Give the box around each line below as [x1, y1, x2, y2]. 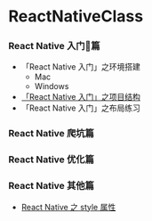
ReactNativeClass [8, 6, 144, 27]
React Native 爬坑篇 [8, 127, 95, 140]
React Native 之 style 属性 [20, 201, 116, 212]
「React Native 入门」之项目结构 [20, 92, 141, 102]
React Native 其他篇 [8, 180, 95, 192]
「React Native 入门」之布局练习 [20, 102, 141, 113]
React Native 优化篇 [8, 153, 95, 166]
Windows [34, 81, 69, 92]
